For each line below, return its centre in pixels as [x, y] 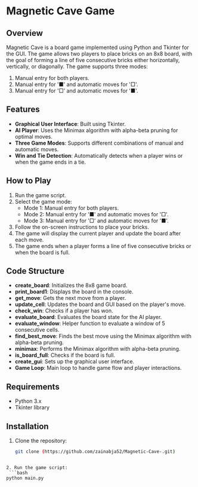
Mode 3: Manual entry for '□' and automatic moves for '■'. [96, 220]
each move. [29, 240]
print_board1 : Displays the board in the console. [74, 292]
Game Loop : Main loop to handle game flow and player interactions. [98, 368]
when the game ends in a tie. [50, 162]
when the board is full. [42, 252]
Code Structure [35, 271]
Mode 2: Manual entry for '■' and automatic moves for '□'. [96, 214]
